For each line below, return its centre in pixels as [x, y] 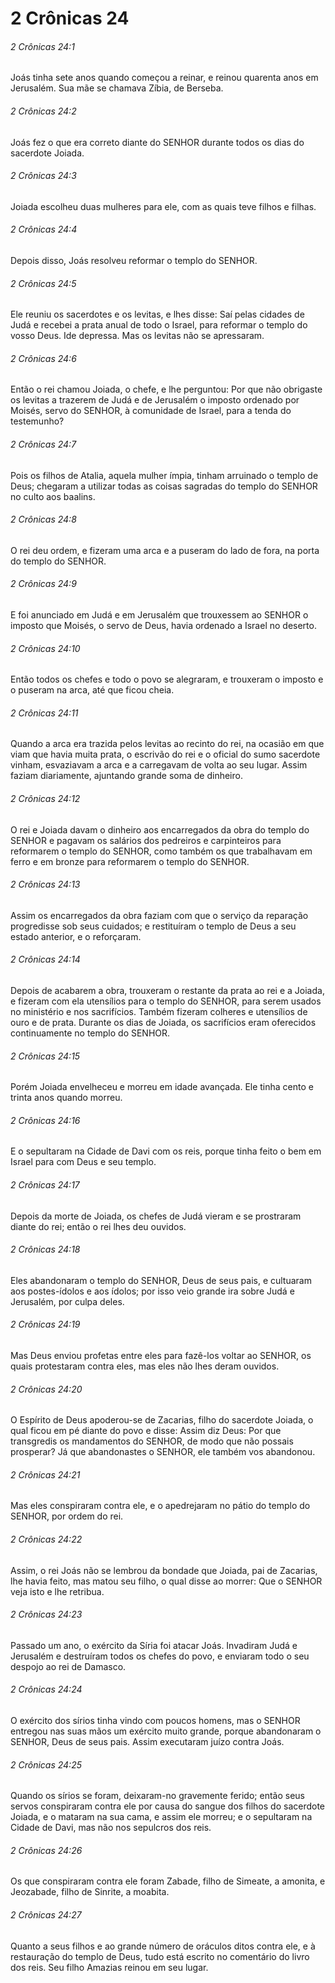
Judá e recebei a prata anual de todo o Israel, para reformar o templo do [159, 325]
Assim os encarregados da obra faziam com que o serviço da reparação [159, 915]
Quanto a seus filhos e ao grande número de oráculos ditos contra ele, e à [163, 1946]
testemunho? [37, 421]
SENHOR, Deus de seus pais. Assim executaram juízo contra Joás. [147, 1742]
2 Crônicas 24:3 [43, 176]
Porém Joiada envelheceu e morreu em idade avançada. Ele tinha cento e [162, 1087]
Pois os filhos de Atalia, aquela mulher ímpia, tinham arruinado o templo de [164, 475]
